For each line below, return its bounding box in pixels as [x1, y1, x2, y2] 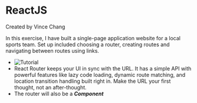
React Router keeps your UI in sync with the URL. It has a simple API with [14, 65, 192, 72]
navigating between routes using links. [5, 47, 100, 54]
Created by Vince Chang [5, 23, 65, 30]
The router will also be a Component [14, 90, 104, 97]
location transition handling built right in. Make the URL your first [14, 78, 171, 85]
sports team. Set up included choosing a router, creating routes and [5, 41, 170, 48]
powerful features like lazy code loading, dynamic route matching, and [14, 71, 186, 78]
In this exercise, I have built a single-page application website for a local [5, 34, 181, 41]
